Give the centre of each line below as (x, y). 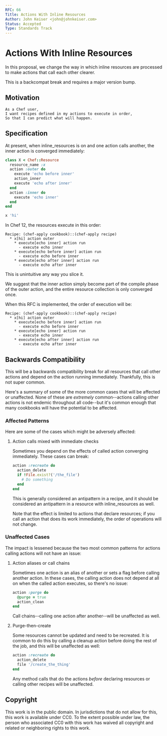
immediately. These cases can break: (51, 457)
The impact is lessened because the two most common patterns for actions (83, 548)
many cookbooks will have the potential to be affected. (62, 408)
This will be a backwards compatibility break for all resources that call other (83, 372)
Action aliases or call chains (41, 563)
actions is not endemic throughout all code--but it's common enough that (81, 403)
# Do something (37, 479)
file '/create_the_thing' (44, 665)
